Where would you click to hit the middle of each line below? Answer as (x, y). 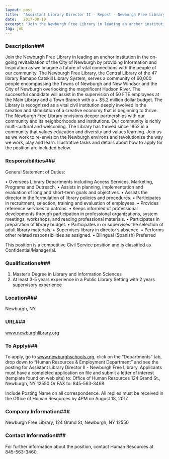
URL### (15, 322)
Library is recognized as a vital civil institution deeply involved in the (76, 105)
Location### (21, 298)
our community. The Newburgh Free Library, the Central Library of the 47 (81, 73)
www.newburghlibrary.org (32, 333)
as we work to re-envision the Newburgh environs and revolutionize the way (84, 137)
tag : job (14, 29)
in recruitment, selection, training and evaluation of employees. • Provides (82, 203)
